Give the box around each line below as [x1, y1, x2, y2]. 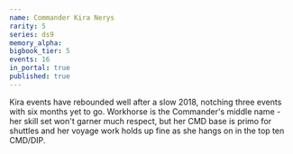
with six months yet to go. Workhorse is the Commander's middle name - [9, 105, 281, 117]
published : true [9, 72, 70, 81]
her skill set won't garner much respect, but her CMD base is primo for [9, 115, 272, 126]
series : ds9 [9, 30, 54, 39]
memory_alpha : [9, 38, 63, 48]
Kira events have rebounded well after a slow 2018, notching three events [9, 96, 282, 107]
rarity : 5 [9, 22, 47, 31]
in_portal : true [9, 64, 70, 73]
